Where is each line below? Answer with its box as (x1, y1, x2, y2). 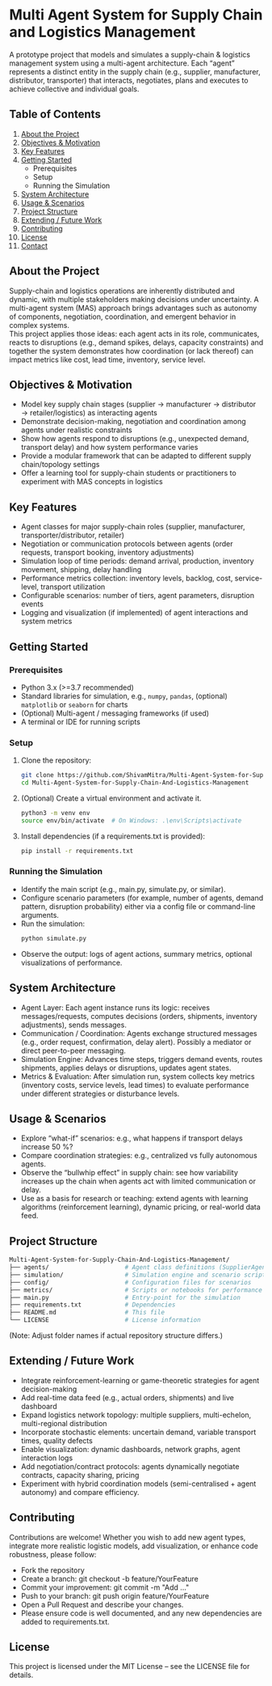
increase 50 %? (20, 1142, 73, 1152)
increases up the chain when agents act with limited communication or (20, 1176, 257, 1187)
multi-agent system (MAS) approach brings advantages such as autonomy (9, 303, 257, 312)
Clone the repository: (20, 755, 92, 766)
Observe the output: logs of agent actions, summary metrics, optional (20, 949, 253, 958)
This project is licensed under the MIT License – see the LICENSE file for (9, 1662, 250, 1671)
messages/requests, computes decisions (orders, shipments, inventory (20, 1011, 257, 1021)
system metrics (20, 617, 73, 626)
